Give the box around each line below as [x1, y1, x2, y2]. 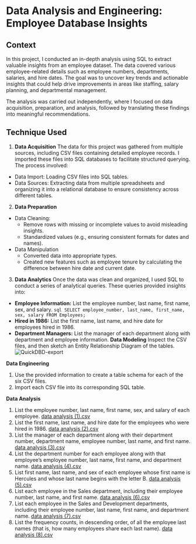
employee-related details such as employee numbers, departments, [6, 68, 170, 75]
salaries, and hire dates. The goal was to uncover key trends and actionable [6, 75, 188, 81]
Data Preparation [14, 203, 57, 210]
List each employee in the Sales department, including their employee [14, 487, 183, 494]
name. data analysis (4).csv [14, 462, 82, 469]
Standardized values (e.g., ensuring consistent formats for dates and [23, 233, 189, 240]
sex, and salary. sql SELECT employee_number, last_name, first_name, [14, 306, 185, 313]
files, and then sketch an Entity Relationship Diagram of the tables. [14, 342, 175, 349]
